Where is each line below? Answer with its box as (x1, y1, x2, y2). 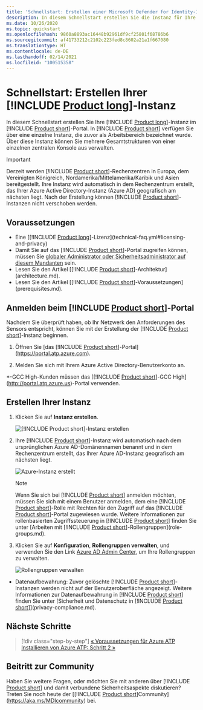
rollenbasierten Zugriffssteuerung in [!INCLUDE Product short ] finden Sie (14, 517, 197, 524)
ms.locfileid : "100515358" (6, 59, 74, 65)
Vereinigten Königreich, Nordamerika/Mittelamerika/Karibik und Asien (6, 174, 179, 182)
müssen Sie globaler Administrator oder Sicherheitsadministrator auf (14, 253, 186, 260)
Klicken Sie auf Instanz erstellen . (14, 413, 98, 420)
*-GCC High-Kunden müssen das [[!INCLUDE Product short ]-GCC (6, 373, 172, 380)
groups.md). (14, 529, 47, 537)
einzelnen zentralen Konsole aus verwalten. (6, 144, 115, 151)
